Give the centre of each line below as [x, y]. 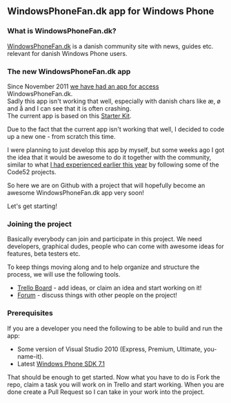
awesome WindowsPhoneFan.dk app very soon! [76, 192]
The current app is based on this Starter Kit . [70, 115]
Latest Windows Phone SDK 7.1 [61, 364]
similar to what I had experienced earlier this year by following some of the [113, 165]
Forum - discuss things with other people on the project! [97, 295]
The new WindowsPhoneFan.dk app [69, 71]
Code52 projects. [32, 171]
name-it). [30, 356]
